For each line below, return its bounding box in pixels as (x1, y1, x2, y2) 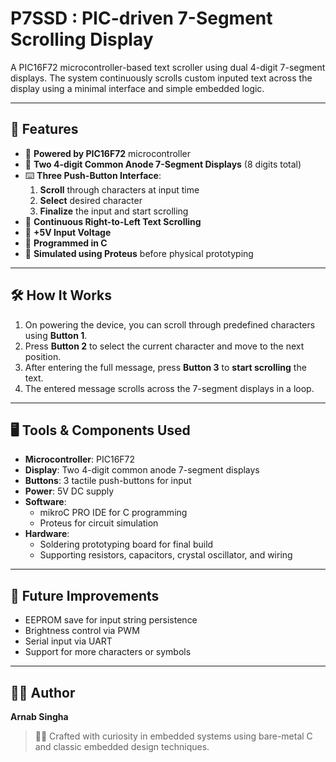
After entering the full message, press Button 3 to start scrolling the (24, 361, 307, 373)
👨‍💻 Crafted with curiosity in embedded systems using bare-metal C (34, 730, 313, 742)
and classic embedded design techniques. (34, 741, 210, 752)
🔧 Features (10, 121, 79, 138)
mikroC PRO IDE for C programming (39, 507, 188, 519)
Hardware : (24, 528, 70, 540)
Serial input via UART (24, 635, 113, 647)
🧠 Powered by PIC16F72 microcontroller (24, 147, 192, 159)
